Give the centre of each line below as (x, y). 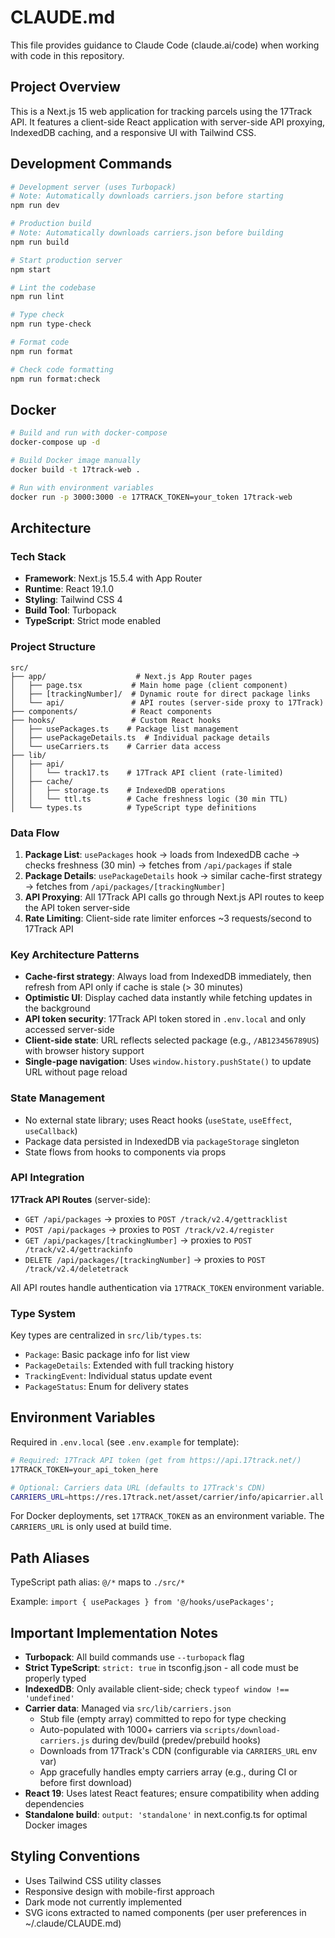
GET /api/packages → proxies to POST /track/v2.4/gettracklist (156, 1218)
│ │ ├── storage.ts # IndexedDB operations (118, 790)
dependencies (54, 1804)
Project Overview (65, 87)
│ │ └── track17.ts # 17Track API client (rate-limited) (147, 772)
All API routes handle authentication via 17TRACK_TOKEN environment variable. (167, 1287)
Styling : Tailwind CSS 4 (73, 600)
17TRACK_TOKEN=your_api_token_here (84, 1469)
